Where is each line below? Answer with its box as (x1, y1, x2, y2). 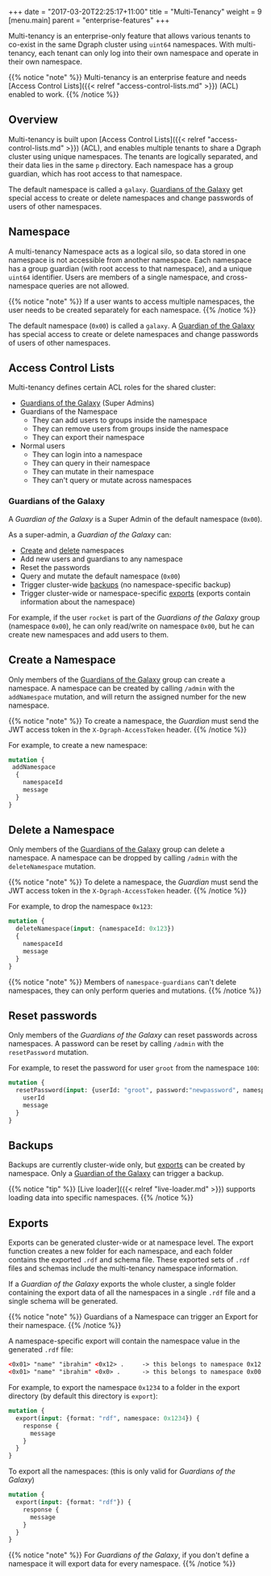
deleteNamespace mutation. (8, 862, 97, 872)
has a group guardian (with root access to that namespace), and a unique (8, 263, 252, 273)
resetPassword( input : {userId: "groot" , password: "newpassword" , (15, 1086, 240, 1095)
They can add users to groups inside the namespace (31, 415, 207, 425)
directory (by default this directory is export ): (8, 1391, 159, 1401)
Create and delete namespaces (19, 545, 125, 555)
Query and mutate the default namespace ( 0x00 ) (19, 571, 181, 581)
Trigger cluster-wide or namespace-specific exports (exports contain (19, 588, 251, 598)
